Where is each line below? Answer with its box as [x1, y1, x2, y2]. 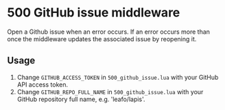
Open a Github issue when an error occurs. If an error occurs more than [7, 27, 211, 36]
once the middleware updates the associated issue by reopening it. [7, 34, 197, 43]
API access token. [16, 80, 69, 89]
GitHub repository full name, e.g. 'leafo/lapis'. [16, 95, 145, 103]
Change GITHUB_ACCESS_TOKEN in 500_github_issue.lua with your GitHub [16, 73, 219, 81]
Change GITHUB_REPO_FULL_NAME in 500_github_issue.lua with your [16, 87, 204, 96]
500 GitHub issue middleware [7, 5, 180, 21]
